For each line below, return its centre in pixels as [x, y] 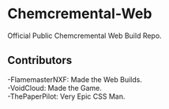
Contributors [40, 60]
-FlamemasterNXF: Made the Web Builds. [75, 79]
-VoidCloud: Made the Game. [54, 88]
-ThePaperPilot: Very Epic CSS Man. [66, 96]
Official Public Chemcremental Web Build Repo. [85, 36]
